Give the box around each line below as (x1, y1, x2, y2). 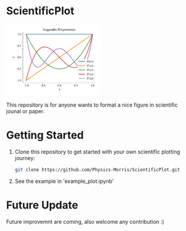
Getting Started (6, 129, 84, 142)
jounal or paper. (6, 107, 45, 114)
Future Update (6, 198, 78, 212)
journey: (14, 154, 36, 161)
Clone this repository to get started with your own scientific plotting (14, 148, 180, 155)
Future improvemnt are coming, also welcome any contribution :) (6, 218, 165, 225)
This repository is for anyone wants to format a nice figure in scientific (6, 101, 178, 108)
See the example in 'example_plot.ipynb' (14, 177, 114, 185)
